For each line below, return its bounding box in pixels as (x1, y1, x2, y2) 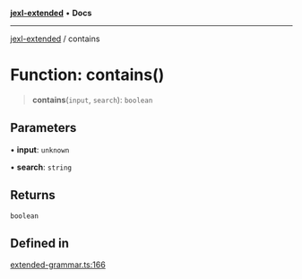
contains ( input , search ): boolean (31, 94, 153, 105)
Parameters (10, 120, 77, 135)
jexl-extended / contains (10, 33, 100, 44)
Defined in (10, 235, 70, 250)
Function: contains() (10, 65, 165, 85)
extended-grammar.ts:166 (10, 259, 106, 270)
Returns (10, 187, 56, 203)
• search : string (10, 161, 73, 172)
